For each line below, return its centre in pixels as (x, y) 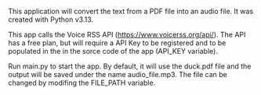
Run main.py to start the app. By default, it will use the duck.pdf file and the (130, 66)
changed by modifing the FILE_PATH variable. (82, 83)
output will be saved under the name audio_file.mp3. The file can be (118, 74)
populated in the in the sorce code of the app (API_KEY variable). (113, 51)
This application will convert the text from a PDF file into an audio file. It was (131, 11)
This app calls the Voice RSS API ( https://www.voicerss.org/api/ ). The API (127, 35)
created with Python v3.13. (51, 19)
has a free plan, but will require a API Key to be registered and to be (117, 43)
